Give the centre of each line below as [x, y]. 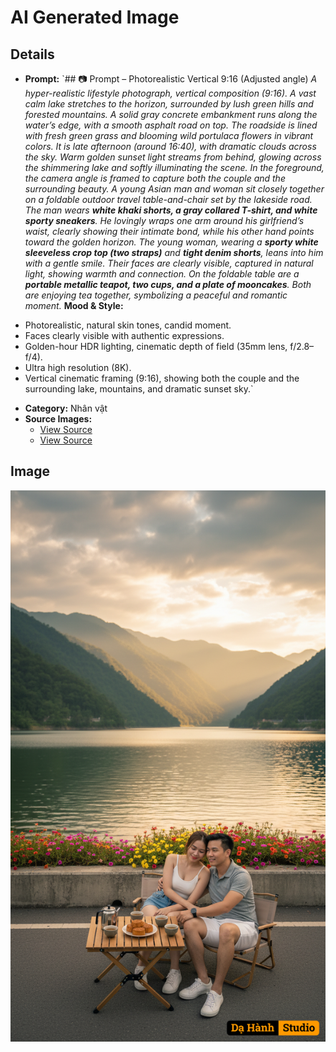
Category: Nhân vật [66, 408]
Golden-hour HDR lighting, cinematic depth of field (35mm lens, [156, 346]
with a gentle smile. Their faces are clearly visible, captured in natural [169, 263]
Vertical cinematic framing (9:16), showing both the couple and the [162, 378]
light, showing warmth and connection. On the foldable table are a [162, 274]
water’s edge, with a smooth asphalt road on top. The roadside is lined [171, 125]
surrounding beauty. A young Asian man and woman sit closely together [174, 189]
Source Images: [58, 419]
